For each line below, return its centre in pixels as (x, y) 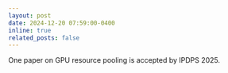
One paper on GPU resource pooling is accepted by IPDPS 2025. (114, 60)
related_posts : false (44, 38)
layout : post (30, 15)
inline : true (30, 30)
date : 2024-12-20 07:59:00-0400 (62, 23)
